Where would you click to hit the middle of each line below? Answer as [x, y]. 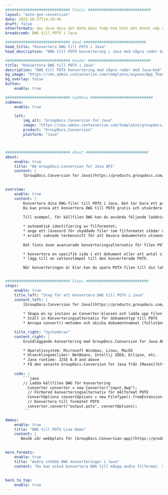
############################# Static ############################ [78, 10]
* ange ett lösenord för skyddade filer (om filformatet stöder [91, 231]
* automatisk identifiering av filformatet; [70, 226]
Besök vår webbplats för [46, 439]
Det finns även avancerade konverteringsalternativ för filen [89, 245]
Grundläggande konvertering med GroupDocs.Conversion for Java [90, 341]
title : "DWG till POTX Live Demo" [50, 429]
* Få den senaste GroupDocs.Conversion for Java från [80, 364]
